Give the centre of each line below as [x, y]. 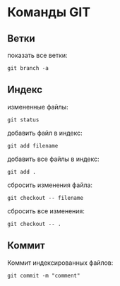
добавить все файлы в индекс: [54, 159]
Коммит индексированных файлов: [60, 263]
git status [23, 120]
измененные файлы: [38, 107]
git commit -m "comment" [44, 275]
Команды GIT [49, 12]
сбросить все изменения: [46, 211]
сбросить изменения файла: [50, 185]
